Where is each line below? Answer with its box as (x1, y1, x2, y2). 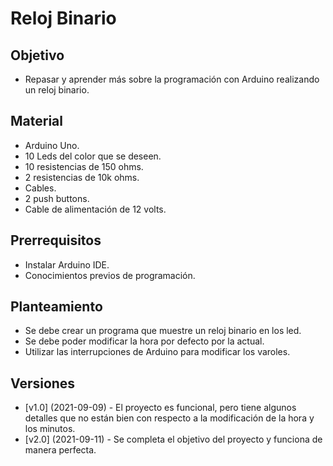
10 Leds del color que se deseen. (24, 150, 162, 162)
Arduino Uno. (24, 139, 80, 151)
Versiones (10, 375, 76, 392)
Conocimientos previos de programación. (24, 269, 196, 281)
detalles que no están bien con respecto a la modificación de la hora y (24, 412, 315, 424)
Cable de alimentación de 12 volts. (24, 203, 167, 215)
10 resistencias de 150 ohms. (24, 160, 144, 172)
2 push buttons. (24, 192, 90, 204)
